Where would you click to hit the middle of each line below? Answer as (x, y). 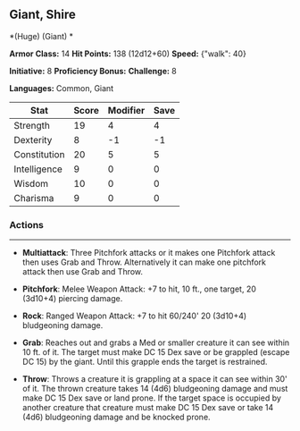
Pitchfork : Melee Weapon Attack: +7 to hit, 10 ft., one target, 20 (139, 289)
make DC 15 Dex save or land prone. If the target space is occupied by (151, 398)
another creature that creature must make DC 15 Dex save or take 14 (148, 408)
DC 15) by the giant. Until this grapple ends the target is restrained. (145, 362)
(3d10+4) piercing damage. (72, 299)
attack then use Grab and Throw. (83, 272)
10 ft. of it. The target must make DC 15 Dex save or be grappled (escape (156, 352)
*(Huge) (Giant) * (42, 36)
